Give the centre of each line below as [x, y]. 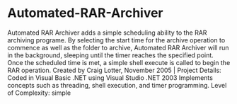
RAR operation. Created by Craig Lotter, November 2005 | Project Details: [114, 70]
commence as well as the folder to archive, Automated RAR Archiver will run [118, 47]
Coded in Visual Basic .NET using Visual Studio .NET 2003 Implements [110, 77]
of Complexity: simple [39, 93]
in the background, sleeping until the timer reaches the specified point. [110, 55]
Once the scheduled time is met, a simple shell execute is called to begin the [119, 62]
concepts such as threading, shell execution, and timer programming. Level [117, 85]
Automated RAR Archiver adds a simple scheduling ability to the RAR [107, 33]
